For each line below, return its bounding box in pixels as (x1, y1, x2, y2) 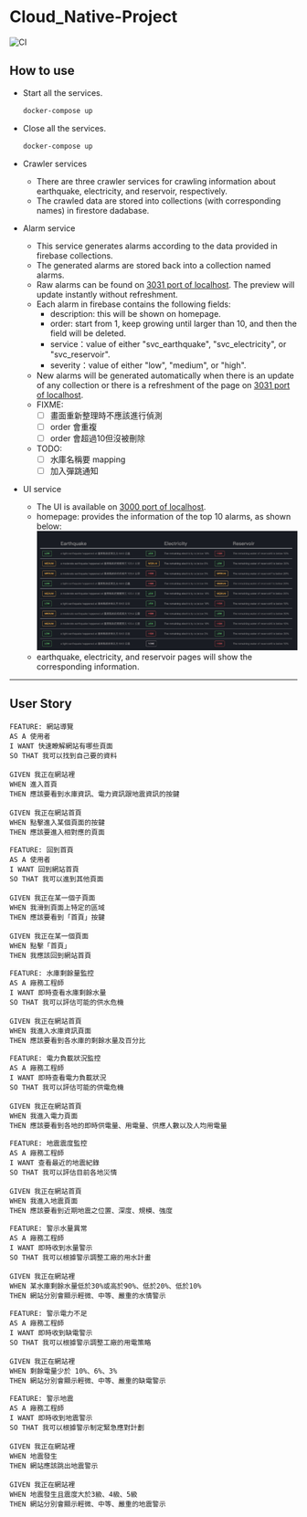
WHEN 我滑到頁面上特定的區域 (9, 902, 105, 912)
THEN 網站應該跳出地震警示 (9, 1461, 99, 1470)
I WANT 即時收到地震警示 (9, 1413, 93, 1422)
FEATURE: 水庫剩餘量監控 (9, 968, 94, 978)
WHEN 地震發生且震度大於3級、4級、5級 (9, 1490, 138, 1499)
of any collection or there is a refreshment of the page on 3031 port (36, 379, 291, 390)
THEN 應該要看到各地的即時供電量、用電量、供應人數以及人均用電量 (9, 1121, 228, 1130)
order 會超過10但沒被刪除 (49, 432, 146, 444)
